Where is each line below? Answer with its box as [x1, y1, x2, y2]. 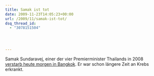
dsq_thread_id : [5, 21, 36, 26]
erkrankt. [5, 67, 24, 73]
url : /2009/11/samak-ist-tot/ [5, 16, 67, 21]
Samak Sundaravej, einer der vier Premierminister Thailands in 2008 [5, 56, 144, 62]
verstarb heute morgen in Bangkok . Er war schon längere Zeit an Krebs [5, 61, 149, 67]
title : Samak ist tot [5, 7, 50, 12]
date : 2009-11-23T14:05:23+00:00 [5, 12, 74, 17]
